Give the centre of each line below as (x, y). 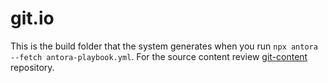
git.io (32, 18)
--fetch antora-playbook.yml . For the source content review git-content (159, 56)
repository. (32, 67)
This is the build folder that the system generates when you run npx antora (164, 46)
